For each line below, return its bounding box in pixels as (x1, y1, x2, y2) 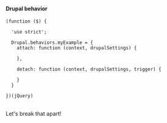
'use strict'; (11, 29, 47, 35)
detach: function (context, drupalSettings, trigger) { (16, 66, 162, 72)
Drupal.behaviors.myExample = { (11, 40, 94, 46)
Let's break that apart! (5, 110, 62, 118)
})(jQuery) (5, 93, 34, 99)
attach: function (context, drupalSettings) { (16, 45, 137, 51)
